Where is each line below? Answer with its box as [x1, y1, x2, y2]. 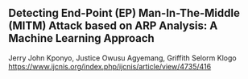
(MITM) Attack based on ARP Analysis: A [8, 19, 218, 33]
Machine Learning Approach [8, 31, 155, 45]
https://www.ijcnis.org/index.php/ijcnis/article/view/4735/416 [8, 61, 212, 71]
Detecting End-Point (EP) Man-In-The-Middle [8, 6, 240, 20]
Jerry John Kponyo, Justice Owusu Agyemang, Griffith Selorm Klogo [8, 52, 237, 63]
